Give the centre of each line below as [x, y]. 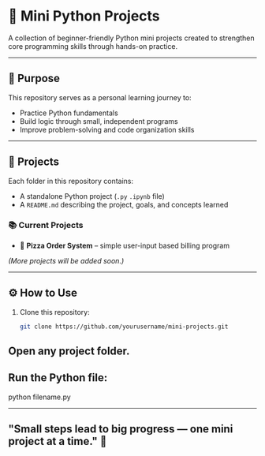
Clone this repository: [54, 312]
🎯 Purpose [34, 78]
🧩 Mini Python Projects [84, 16]
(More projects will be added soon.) [66, 260]
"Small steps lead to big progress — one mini [121, 429]
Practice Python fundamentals [69, 113]
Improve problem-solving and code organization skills [107, 129]
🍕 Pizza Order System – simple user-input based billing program [125, 245]
